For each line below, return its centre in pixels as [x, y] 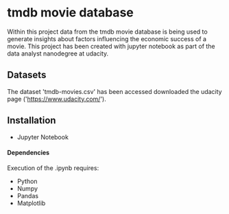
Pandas [28, 195]
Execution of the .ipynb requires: [53, 168]
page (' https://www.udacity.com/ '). [57, 99]
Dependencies [28, 153]
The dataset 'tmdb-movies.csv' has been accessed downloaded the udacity [114, 91]
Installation [32, 120]
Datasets [27, 75]
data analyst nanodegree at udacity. [58, 53]
